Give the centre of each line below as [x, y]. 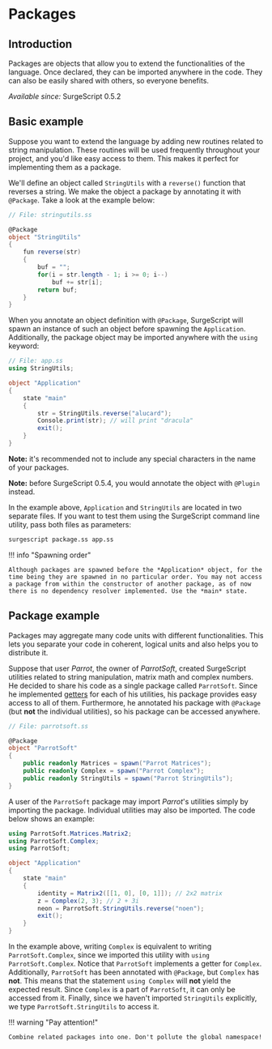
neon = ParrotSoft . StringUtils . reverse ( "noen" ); [121, 908]
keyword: [24, 346]
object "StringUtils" [45, 237]
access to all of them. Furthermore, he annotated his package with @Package [135, 702]
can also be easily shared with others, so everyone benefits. [108, 81]
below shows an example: [52, 818]
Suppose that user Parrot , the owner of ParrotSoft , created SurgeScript [127, 668]
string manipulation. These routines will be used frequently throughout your [134, 150]
